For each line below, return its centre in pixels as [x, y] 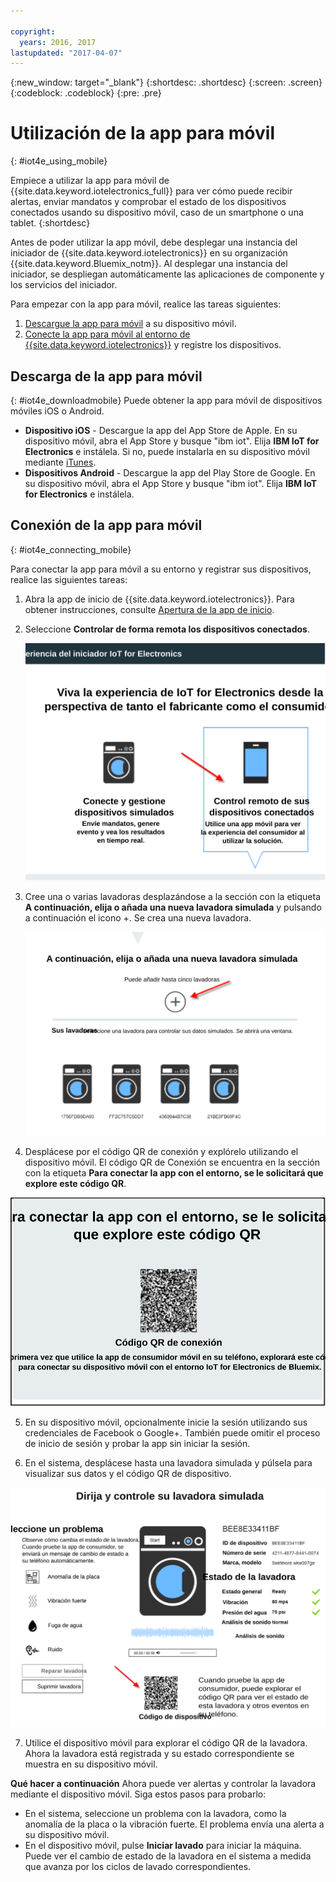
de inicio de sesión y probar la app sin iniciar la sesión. [137, 1444]
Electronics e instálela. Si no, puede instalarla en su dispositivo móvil [167, 451]
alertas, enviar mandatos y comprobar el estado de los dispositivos [148, 202]
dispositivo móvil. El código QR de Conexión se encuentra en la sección [172, 1162]
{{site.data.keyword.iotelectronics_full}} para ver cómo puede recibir [151, 191]
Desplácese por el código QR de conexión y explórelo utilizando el [161, 1152]
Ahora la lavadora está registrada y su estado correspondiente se [159, 1753]
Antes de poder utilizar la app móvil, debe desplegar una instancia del [154, 242]
